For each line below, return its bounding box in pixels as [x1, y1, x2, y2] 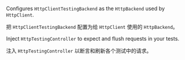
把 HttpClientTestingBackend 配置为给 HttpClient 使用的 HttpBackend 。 [6, 24, 178, 30]
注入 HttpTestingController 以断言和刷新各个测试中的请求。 [6, 47, 152, 54]
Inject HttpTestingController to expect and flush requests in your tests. [6, 35, 180, 42]
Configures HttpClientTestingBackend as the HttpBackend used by [6, 5, 165, 12]
